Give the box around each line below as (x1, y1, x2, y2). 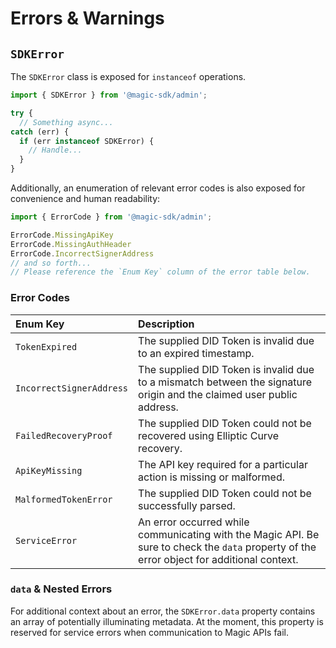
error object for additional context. (138, 552, 299, 566)
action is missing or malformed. (138, 470, 286, 484)
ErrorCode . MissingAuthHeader (10, 239, 132, 249)
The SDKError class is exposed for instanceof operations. (10, 71, 247, 82)
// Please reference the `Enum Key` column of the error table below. (10, 267, 311, 277)
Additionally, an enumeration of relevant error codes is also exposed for (10, 182, 306, 194)
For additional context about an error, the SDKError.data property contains (10, 605, 316, 617)
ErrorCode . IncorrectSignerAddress (10, 248, 155, 259)
